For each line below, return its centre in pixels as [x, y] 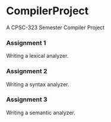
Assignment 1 [26, 43]
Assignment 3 [27, 99]
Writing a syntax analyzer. [38, 84]
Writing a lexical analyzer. [37, 56]
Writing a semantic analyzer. [41, 112]
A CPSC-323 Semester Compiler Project [56, 27]
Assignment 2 [27, 71]
